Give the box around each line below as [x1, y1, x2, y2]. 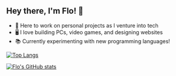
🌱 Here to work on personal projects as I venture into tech [14, 22, 159, 29]
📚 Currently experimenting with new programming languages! [14, 37, 171, 45]
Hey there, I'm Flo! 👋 [6, 6, 84, 16]
